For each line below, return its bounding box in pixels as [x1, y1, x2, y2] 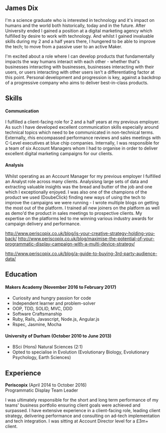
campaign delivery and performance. [5, 221, 81, 227]
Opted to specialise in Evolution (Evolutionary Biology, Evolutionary [12, 349, 150, 355]
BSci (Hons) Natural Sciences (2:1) [12, 344, 83, 350]
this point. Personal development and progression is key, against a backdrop [5, 74, 161, 80]
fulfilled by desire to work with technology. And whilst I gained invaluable [5, 33, 155, 39]
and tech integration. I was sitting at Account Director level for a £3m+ [5, 418, 149, 424]
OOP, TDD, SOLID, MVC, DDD [12, 306, 73, 312]
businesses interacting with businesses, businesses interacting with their [5, 64, 155, 70]
